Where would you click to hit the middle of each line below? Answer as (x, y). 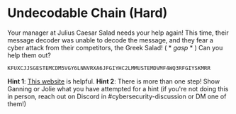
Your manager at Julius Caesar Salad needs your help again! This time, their (118, 33)
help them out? (29, 55)
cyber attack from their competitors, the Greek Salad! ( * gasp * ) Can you (115, 47)
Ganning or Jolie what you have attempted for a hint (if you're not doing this (118, 89)
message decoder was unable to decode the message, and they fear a (111, 40)
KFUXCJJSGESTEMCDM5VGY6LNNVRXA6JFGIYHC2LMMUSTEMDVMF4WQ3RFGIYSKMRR (109, 68)
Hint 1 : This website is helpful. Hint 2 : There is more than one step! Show (114, 81)
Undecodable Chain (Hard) (88, 13)
